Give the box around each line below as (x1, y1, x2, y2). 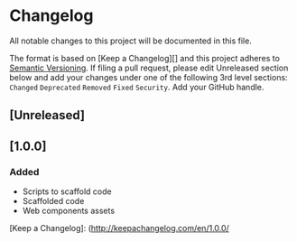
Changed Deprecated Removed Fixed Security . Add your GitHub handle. (9, 81, 265, 92)
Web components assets (22, 205, 116, 217)
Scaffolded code (22, 196, 85, 207)
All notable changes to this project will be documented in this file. (9, 35, 253, 46)
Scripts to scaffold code (22, 186, 112, 197)
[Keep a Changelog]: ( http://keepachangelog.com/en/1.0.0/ (9, 223, 230, 234)
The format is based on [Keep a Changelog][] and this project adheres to (9, 52, 280, 63)
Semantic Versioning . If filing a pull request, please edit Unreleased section (9, 62, 289, 73)
